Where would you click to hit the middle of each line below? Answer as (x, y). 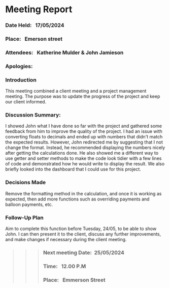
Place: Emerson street (34, 39)
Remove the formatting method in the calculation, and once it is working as (83, 193)
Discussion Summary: (33, 115)
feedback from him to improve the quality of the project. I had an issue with (84, 131)
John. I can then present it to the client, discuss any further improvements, (83, 234)
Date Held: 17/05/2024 (35, 25)
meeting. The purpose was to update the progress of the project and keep (83, 96)
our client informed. (26, 102)
